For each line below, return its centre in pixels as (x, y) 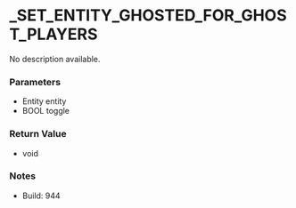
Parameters (35, 82)
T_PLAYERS (53, 34)
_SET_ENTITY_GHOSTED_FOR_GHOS (148, 16)
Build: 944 (41, 196)
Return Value (38, 134)
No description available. (55, 59)
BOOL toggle (45, 111)
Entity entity (44, 101)
